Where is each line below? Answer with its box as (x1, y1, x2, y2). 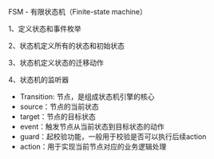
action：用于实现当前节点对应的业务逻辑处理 (19, 142, 167, 151)
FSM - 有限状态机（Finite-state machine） (8, 7, 148, 16)
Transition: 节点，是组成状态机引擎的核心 (19, 92, 155, 101)
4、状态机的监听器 (8, 75, 69, 84)
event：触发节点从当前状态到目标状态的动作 (19, 122, 165, 131)
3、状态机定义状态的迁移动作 (8, 58, 104, 67)
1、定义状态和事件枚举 (8, 24, 81, 34)
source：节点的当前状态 (19, 102, 100, 111)
